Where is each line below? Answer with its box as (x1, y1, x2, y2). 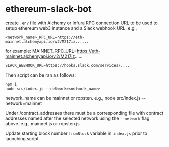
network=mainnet (5, 100, 42, 106)
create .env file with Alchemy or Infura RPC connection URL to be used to (5, 20, 158, 26)
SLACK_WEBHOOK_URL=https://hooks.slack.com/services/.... (5, 63, 130, 68)
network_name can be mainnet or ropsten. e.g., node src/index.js (5, 95, 141, 101)
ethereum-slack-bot (5, 3, 92, 15)
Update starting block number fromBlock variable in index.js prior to (5, 130, 148, 136)
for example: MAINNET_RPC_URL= (5, 48, 77, 54)
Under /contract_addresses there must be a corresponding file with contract (5, 110, 164, 116)
